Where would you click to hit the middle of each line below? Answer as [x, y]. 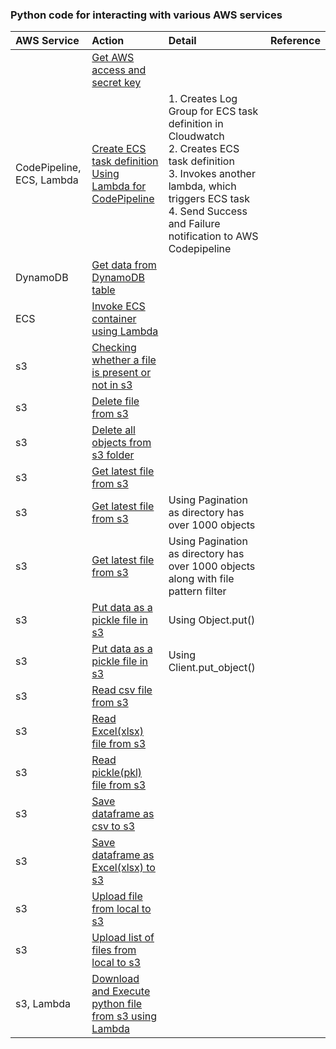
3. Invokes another [212, 174]
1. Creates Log [203, 99]
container [114, 319]
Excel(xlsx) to [123, 868]
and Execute [121, 991]
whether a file [124, 360]
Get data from [124, 265]
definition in [196, 124]
